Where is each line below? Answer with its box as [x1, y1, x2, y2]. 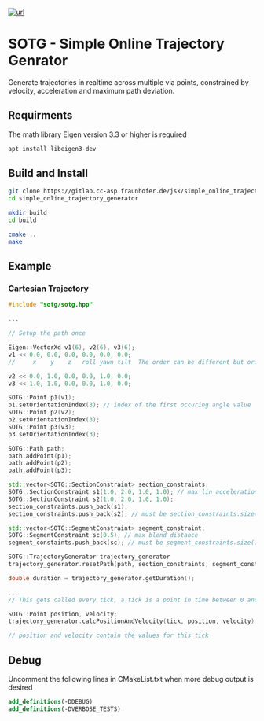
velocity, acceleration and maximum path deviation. [8, 86, 175, 95]
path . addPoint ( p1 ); [8, 452, 72, 460]
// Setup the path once [8, 329, 86, 337]
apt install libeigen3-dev [8, 145, 97, 153]
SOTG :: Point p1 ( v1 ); [8, 394, 76, 402]
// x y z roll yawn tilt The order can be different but [8, 358, 244, 366]
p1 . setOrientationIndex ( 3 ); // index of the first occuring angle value [8, 401, 251, 409]
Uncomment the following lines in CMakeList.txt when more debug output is [8, 674, 254, 683]
